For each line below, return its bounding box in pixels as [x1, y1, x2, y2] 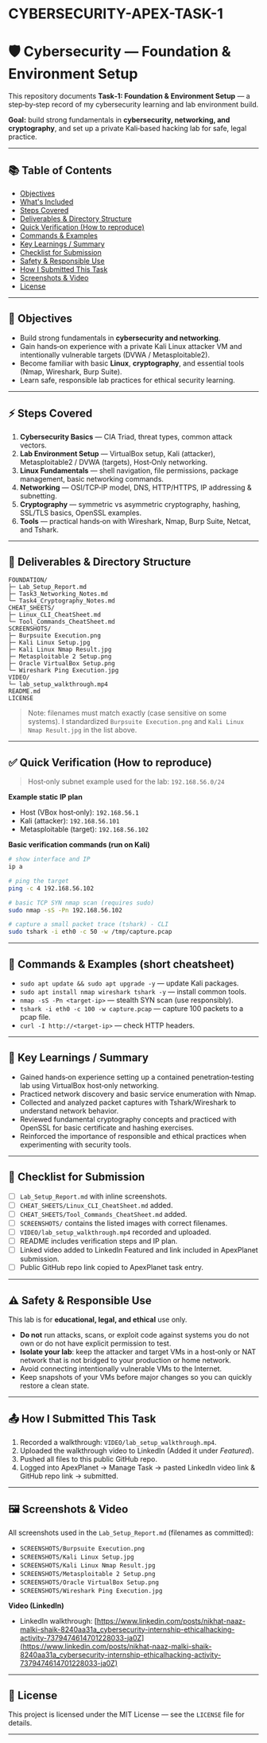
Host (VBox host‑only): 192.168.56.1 [19, 808, 139, 817]
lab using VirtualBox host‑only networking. [19, 1080, 159, 1090]
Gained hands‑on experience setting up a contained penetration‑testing [19, 1072, 254, 1082]
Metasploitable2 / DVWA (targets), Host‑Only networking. [19, 457, 208, 467]
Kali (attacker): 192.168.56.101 [19, 816, 120, 826]
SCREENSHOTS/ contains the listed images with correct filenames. [19, 1218, 228, 1228]
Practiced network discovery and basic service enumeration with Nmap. [19, 1089, 257, 1098]
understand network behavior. [19, 1106, 119, 1115]
